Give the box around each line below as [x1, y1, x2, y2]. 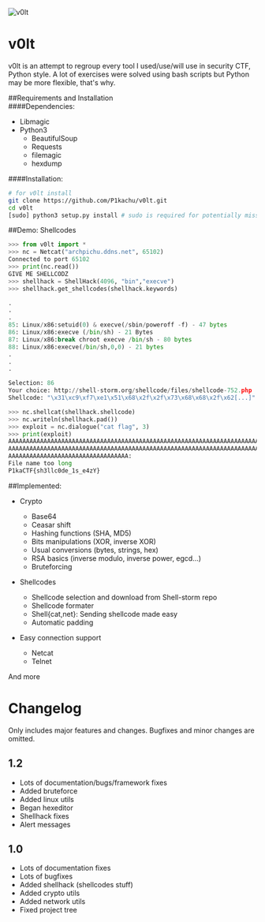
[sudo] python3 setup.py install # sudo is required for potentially [8, 211, 242, 219]
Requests [31, 142, 62, 151]
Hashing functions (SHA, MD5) [31, 528, 132, 538]
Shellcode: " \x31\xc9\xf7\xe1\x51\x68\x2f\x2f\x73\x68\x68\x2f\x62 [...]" [8, 394, 256, 402]
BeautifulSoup [31, 133, 78, 143]
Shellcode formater [31, 600, 95, 610]
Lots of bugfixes [19, 872, 73, 881]
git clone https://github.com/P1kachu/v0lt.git [8, 196, 168, 204]
